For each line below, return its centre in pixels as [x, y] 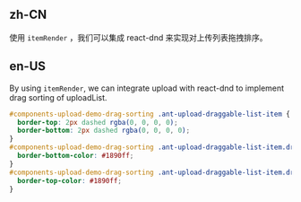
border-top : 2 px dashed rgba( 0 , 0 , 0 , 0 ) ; [98, 122]
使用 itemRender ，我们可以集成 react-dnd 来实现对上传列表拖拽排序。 [138, 37]
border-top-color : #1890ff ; [70, 180]
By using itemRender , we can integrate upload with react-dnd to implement [147, 88]
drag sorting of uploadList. [58, 97]
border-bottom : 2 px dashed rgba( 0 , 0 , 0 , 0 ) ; [104, 131]
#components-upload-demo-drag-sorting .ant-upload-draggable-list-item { [150, 114]
